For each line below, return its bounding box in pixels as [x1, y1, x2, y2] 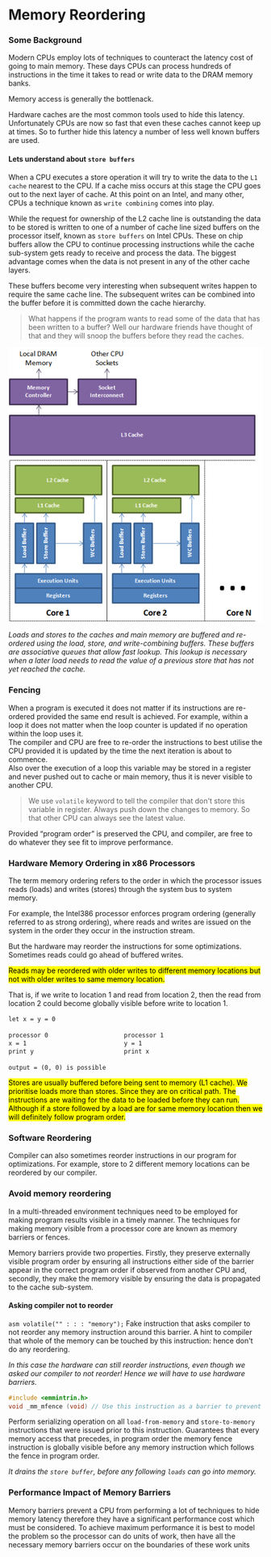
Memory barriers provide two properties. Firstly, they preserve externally [8, 1248, 251, 1257]
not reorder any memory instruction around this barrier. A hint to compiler [8, 1327, 252, 1336]
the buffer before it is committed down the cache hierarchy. [8, 297, 206, 308]
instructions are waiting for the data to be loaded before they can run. [8, 1095, 240, 1105]
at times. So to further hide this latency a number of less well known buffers [8, 127, 261, 137]
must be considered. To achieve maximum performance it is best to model [8, 1522, 256, 1532]
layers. [8, 265, 31, 275]
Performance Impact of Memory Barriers [8, 1487, 171, 1498]
